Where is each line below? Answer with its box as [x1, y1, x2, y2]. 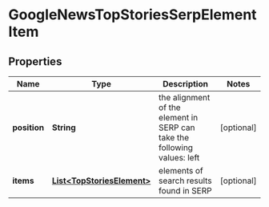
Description [163, 79, 208, 89]
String [51, 122, 76, 133]
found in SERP [159, 185, 212, 196]
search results [159, 175, 212, 186]
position [12, 122, 45, 133]
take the [159, 132, 190, 143]
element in [159, 112, 199, 123]
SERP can [159, 122, 195, 133]
